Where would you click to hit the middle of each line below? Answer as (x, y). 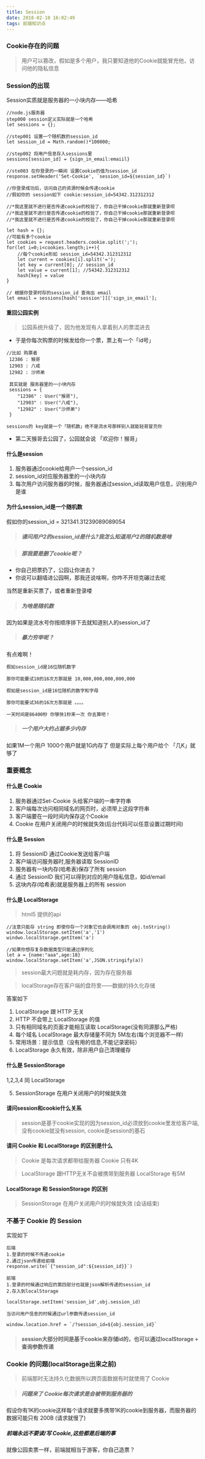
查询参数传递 (37, 1347)
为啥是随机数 (37, 606)
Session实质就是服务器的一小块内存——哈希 (62, 100)
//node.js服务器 (26, 113)
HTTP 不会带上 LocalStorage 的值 (58, 1019)
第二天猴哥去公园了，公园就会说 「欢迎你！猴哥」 (78, 439)
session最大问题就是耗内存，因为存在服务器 (77, 972)
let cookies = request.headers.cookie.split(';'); (72, 242)
